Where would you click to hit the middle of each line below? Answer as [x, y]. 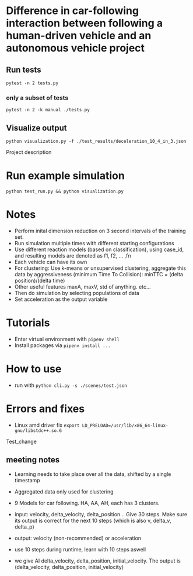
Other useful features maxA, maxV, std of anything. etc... [83, 287]
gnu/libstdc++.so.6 [38, 431]
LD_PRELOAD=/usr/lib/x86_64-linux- [125, 426]
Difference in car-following [72, 11]
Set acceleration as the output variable [61, 299]
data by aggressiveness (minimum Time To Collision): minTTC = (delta [99, 274]
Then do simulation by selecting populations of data [77, 293]
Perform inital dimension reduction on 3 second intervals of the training [100, 231]
